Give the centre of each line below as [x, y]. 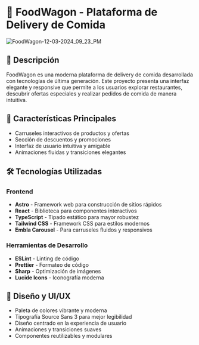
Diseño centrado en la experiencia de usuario [71, 323]
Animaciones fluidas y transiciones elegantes [70, 152]
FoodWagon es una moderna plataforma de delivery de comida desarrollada [100, 75]
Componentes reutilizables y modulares [63, 336]
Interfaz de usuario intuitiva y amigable [63, 146]
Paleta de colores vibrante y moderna [61, 310]
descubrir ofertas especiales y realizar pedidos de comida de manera [91, 93]
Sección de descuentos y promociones [63, 139]
